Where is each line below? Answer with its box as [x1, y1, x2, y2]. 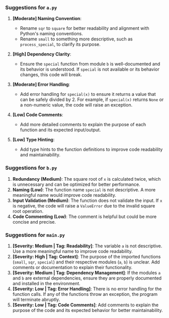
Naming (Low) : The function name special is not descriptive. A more [12, 186, 156, 193]
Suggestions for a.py [5, 4, 57, 11]
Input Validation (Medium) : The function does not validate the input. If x [12, 197, 162, 203]
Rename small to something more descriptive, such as [20, 36, 133, 42]
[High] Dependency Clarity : [12, 51, 71, 57]
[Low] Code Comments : [12, 112, 63, 118]
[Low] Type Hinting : [12, 137, 55, 143]
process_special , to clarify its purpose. [20, 41, 101, 47]
